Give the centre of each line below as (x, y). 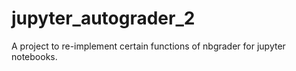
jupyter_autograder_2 (103, 18)
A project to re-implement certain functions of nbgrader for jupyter (148, 46)
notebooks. (34, 56)
